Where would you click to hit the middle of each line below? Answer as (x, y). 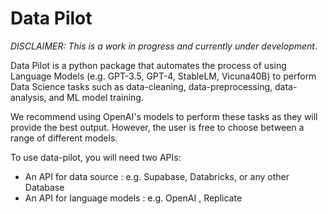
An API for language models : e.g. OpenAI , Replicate (133, 198)
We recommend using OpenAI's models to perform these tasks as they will (164, 116)
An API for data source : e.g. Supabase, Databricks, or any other (157, 176)
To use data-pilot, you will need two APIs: (96, 157)
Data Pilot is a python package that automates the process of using (148, 65)
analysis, (28, 97)
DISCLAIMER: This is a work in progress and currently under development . (164, 46)
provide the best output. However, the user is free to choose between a (157, 127)
